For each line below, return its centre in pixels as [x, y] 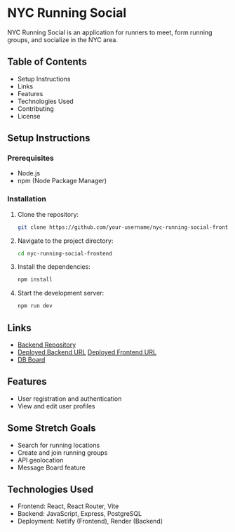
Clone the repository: [48, 214]
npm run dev [35, 306]
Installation [27, 199]
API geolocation [40, 460]
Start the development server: [61, 293]
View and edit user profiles [56, 406]
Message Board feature [52, 467]
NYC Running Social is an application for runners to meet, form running [110, 32]
